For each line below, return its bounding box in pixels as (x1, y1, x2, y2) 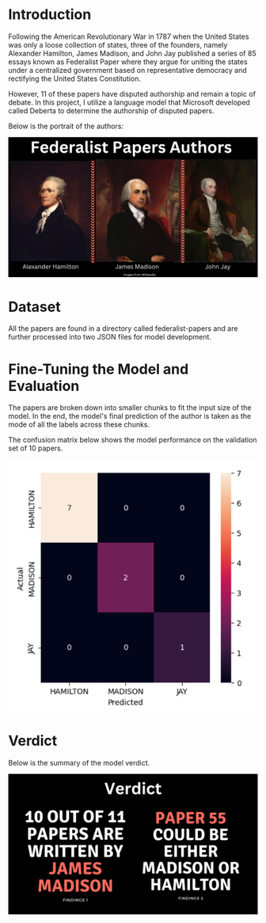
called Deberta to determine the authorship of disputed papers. (8, 105, 215, 116)
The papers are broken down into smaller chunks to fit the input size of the (8, 403, 252, 412)
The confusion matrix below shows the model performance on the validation (8, 435, 257, 445)
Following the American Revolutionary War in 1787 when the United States (8, 32, 249, 41)
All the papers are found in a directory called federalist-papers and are (8, 324, 238, 333)
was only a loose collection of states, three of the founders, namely (8, 40, 228, 49)
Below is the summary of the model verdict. (8, 758, 150, 768)
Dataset (8, 298, 61, 316)
